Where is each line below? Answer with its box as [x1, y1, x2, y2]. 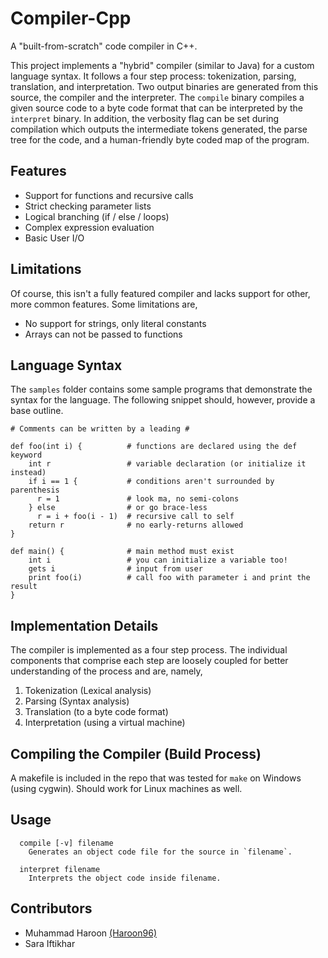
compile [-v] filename [19, 838, 114, 848]
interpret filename [19, 864, 101, 874]
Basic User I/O [24, 232, 85, 244]
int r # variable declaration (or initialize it [28, 459, 307, 469]
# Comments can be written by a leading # [10, 424, 190, 434]
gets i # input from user [28, 564, 203, 574]
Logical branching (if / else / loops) [24, 210, 170, 222]
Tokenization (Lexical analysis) [24, 685, 152, 697]
